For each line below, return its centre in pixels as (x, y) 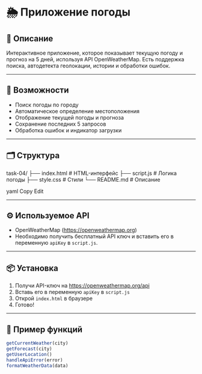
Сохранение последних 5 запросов (60, 124)
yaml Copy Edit (25, 191)
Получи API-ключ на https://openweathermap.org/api (82, 286)
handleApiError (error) (35, 360)
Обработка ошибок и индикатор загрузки (68, 130)
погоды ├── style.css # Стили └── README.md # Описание (83, 179)
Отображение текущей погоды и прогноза (69, 117)
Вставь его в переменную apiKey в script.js (72, 292)
